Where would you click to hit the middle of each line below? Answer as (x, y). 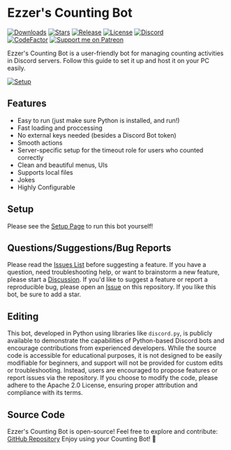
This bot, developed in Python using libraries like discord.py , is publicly (110, 333)
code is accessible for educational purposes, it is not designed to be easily (115, 356)
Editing (23, 316)
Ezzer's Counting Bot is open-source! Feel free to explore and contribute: (113, 431)
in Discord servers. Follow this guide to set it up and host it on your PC (108, 60)
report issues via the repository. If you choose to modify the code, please (113, 378)
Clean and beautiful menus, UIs (62, 165)
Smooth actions (40, 143)
